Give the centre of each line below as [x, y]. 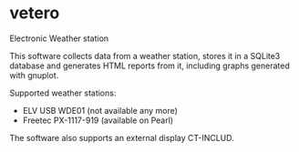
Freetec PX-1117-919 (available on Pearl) [98, 120]
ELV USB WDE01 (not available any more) [100, 110]
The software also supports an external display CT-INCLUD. [122, 137]
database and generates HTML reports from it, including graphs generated [149, 66]
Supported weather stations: [63, 93]
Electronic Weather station [59, 38]
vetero [35, 13]
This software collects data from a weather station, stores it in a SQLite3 [145, 56]
